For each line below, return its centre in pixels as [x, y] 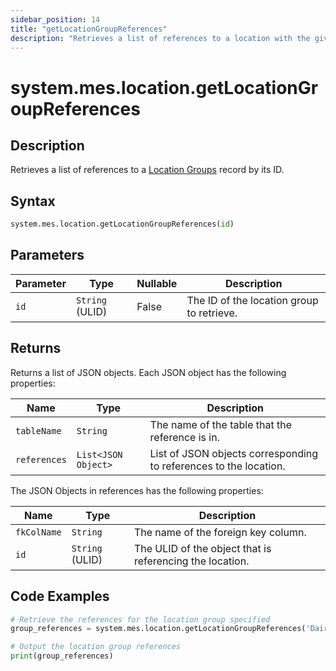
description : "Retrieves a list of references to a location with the [160, 38]
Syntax [33, 201]
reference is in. [184, 437]
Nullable [157, 283]
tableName [38, 430]
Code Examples [60, 596]
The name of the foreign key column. [220, 532]
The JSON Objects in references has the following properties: [137, 490]
